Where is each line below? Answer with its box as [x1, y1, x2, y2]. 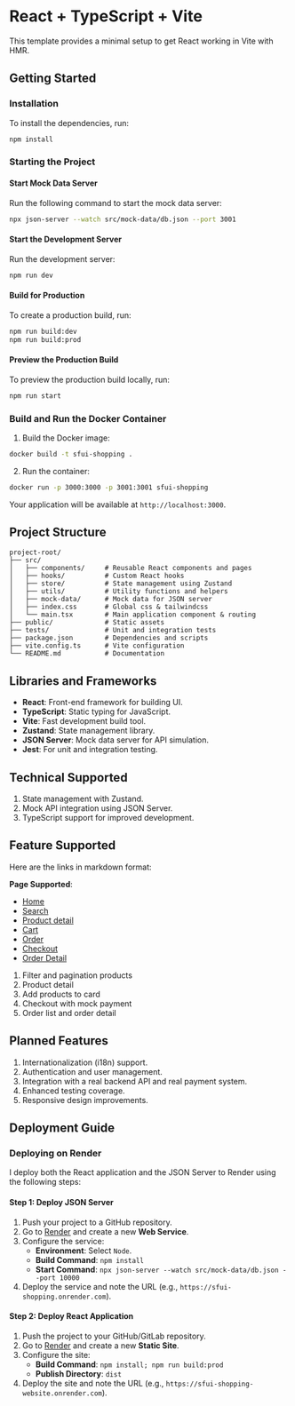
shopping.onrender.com [21, 1292, 107, 1301]
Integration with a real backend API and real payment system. [21, 1076, 248, 1086]
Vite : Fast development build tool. [21, 716, 147, 727]
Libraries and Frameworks [9, 673, 157, 688]
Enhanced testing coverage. [21, 1085, 126, 1096]
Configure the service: [21, 1235, 105, 1246]
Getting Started [9, 71, 97, 86]
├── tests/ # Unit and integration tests [9, 626, 217, 635]
